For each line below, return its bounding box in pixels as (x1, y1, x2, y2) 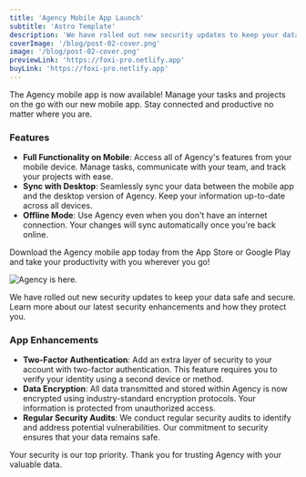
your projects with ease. (22, 171, 114, 182)
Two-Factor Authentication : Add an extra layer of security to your (22, 354, 273, 365)
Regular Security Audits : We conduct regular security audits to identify (22, 412, 291, 423)
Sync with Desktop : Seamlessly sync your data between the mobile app (22, 181, 294, 192)
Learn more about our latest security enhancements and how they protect (9, 301, 287, 312)
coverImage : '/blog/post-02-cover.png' (9, 38, 161, 48)
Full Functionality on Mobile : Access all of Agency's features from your (22, 152, 292, 163)
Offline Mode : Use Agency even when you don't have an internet (22, 210, 268, 221)
